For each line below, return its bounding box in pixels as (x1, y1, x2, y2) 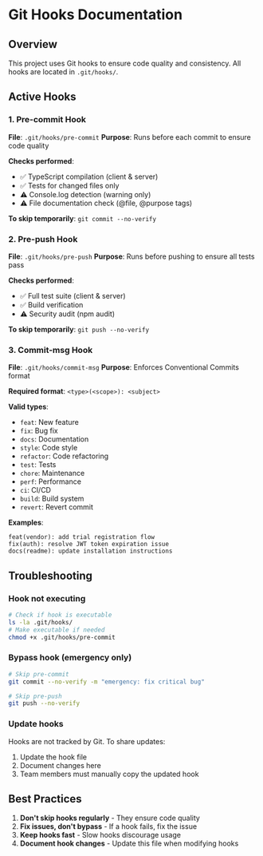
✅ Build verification (19, 299, 84, 309)
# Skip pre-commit (8, 670, 69, 678)
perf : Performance (19, 477, 82, 486)
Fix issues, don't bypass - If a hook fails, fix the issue (19, 822, 198, 831)
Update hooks (8, 719, 64, 730)
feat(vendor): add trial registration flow (8, 533, 155, 541)
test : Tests (19, 460, 57, 470)
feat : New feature (19, 418, 80, 427)
